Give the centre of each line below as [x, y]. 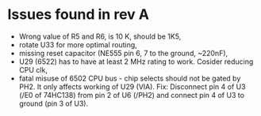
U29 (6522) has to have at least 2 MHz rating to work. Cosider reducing [136, 62]
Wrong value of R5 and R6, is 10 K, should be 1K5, [100, 36]
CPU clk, [33, 69]
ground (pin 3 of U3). [54, 103]
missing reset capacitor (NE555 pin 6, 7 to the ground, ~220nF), [123, 53]
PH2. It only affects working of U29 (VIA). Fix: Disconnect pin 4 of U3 [132, 86]
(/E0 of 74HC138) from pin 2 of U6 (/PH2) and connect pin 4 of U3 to [132, 95]
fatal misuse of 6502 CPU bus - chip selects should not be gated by [130, 78]
